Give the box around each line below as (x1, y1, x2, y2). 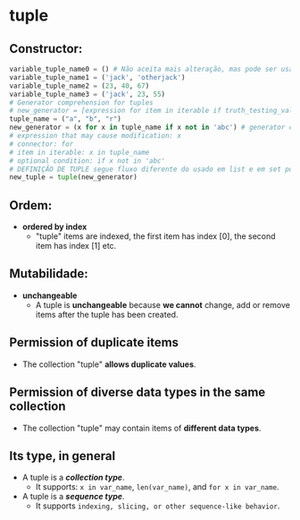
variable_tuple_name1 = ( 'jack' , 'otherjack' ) (9, 72, 186, 81)
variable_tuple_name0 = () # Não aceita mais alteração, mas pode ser (9, 64, 278, 73)
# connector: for (9, 140, 74, 149)
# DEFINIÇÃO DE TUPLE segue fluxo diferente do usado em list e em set (9, 165, 281, 174)
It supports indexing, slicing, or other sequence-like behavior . (35, 500, 280, 511)
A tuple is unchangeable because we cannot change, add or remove (35, 299, 290, 310)
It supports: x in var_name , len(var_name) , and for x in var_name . (35, 482, 279, 492)
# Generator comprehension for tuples (9, 98, 154, 107)
